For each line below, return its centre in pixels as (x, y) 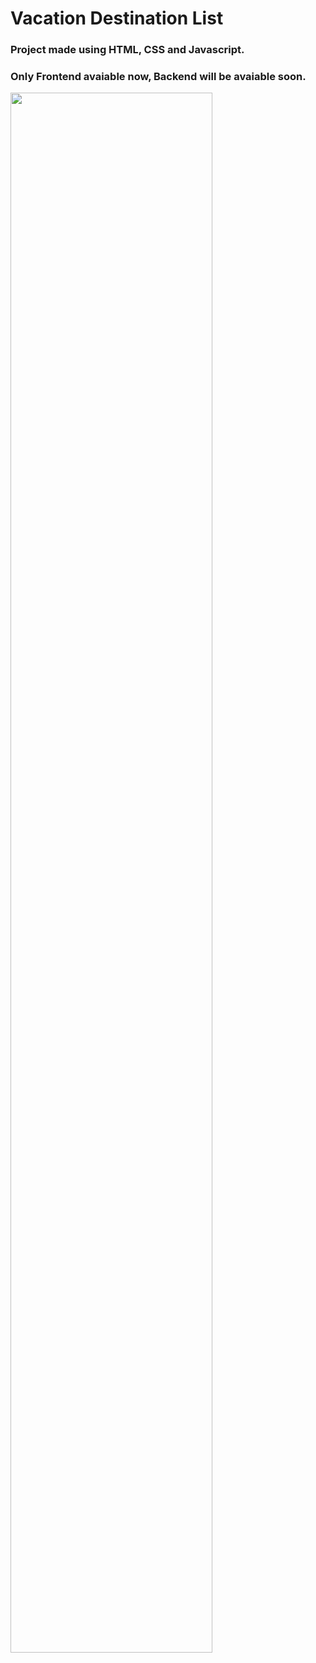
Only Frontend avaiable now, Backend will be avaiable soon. (158, 77)
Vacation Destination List (117, 18)
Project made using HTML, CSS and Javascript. (127, 50)
